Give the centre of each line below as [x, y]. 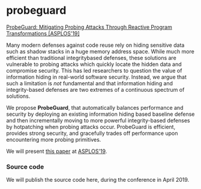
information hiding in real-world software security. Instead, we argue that [97, 77]
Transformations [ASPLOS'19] [43, 33]
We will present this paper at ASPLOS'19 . [57, 151]
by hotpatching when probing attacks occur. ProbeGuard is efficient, [91, 127]
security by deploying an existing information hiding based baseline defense [100, 114]
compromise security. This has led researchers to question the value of [94, 70]
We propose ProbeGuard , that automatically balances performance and [95, 107]
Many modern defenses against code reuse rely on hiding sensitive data [95, 45]
